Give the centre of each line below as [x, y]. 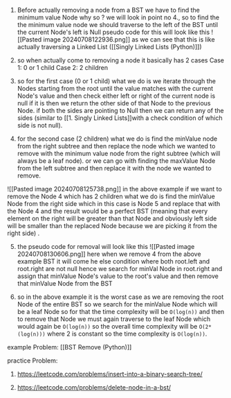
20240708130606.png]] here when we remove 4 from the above [109, 254]
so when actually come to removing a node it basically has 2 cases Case [121, 60]
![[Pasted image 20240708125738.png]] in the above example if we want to [115, 189]
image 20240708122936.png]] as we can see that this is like [129, 40]
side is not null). [40, 125]
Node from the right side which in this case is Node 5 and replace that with [114, 204]
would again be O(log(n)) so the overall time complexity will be [107, 326]
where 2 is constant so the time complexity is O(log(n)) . [127, 334]
